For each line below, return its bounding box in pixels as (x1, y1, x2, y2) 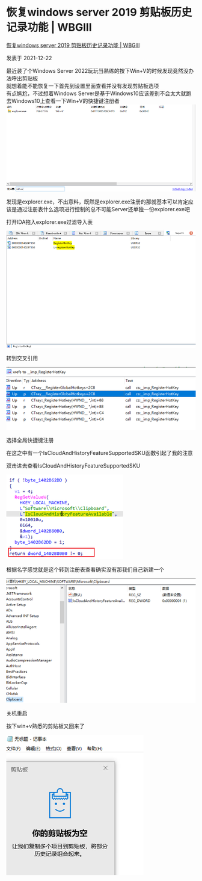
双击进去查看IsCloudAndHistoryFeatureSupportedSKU (6, 462, 141, 469)
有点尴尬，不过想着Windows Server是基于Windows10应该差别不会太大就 (6, 90, 186, 97)
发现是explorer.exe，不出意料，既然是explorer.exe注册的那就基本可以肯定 (6, 198, 188, 205)
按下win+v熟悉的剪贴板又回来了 (6, 723, 85, 730)
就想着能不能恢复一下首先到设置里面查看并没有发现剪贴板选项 (6, 82, 159, 89)
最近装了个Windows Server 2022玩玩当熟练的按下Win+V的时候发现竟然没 (6, 67, 189, 74)
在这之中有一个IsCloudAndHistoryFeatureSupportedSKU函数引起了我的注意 (6, 449, 194, 456)
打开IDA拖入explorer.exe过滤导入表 (6, 218, 93, 226)
